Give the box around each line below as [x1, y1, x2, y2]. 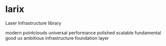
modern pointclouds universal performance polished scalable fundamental [5, 29, 161, 35]
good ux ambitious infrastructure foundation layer [5, 35, 109, 41]
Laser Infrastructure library [5, 20, 62, 26]
